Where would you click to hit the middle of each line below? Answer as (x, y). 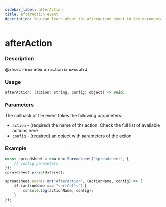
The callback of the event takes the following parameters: (64, 116)
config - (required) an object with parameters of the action (72, 136)
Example (16, 148)
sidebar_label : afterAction (34, 10)
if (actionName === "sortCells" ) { (51, 186)
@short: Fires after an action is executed (46, 69)
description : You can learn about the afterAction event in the (73, 19)
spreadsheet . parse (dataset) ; (35, 172)
